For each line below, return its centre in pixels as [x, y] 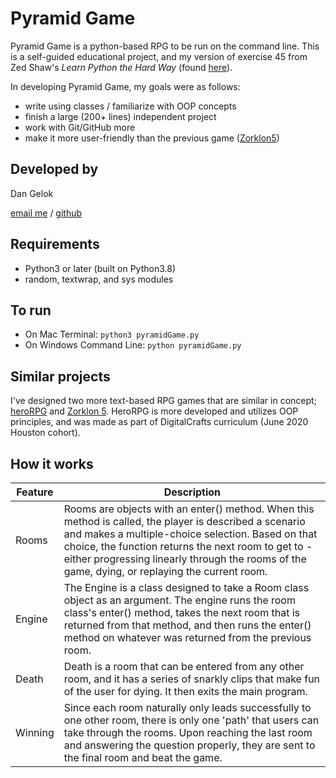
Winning [35, 732]
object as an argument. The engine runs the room [179, 600]
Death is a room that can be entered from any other [184, 666]
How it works [52, 463]
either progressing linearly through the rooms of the [185, 559]
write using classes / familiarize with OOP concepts [130, 106]
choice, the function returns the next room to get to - [188, 546]
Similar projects [60, 376]
